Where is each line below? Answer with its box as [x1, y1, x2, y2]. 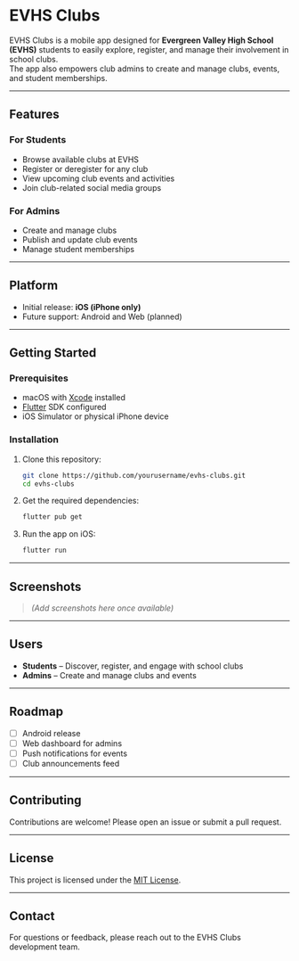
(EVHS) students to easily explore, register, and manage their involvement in [9, 44, 289, 54]
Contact [9, 908, 55, 924]
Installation [9, 433, 60, 446]
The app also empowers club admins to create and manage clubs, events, [9, 63, 280, 74]
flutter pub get [21, 513, 83, 522]
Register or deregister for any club [21, 163, 149, 174]
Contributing [9, 793, 82, 808]
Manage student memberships [21, 243, 135, 254]
